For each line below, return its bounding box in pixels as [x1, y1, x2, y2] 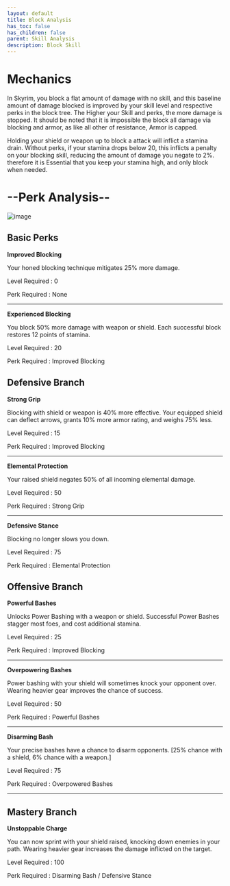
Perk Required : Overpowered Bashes [7, 780, 114, 788]
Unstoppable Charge [7, 824, 68, 833]
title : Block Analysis [7, 16, 72, 23]
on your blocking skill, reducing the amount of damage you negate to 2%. [7, 151, 214, 159]
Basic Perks [7, 232, 59, 244]
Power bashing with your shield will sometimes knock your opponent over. [7, 679, 217, 687]
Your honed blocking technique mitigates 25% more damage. [7, 263, 180, 271]
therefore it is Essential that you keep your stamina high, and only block [7, 158, 209, 167]
